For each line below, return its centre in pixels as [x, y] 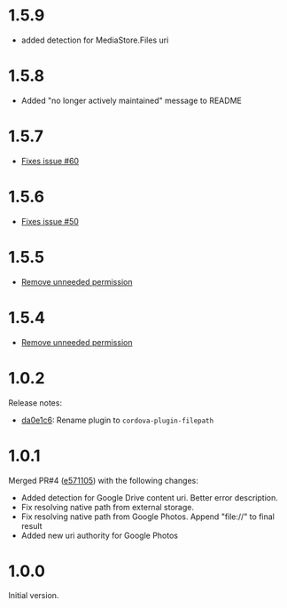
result [31, 525]
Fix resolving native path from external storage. [107, 507]
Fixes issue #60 [50, 161]
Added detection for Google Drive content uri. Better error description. [149, 497]
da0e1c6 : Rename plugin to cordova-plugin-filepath [117, 420]
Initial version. [34, 596]
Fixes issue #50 [50, 221]
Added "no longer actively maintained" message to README [132, 100]
